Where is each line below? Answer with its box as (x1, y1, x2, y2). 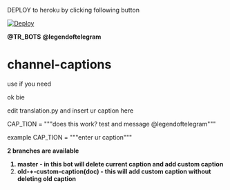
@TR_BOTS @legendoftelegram (7, 32, 102, 41)
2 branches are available (7, 146, 79, 155)
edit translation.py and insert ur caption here (7, 106, 134, 115)
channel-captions (7, 57, 112, 73)
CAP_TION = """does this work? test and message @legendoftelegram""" (7, 120, 216, 128)
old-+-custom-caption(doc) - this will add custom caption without (17, 167, 211, 175)
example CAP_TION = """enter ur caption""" (7, 133, 133, 141)
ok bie (7, 93, 26, 101)
